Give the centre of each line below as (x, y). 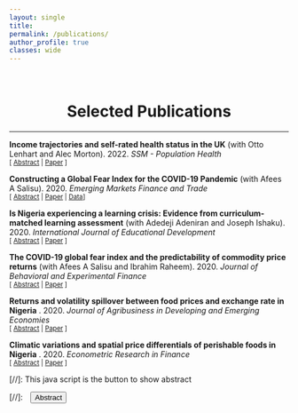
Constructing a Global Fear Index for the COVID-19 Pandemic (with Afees (145, 179)
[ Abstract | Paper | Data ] (47, 197)
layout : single (37, 17)
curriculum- (242, 213)
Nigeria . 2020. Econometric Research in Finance (100, 354)
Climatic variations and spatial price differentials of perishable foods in (143, 345)
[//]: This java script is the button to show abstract (101, 379)
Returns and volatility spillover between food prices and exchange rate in (147, 301)
